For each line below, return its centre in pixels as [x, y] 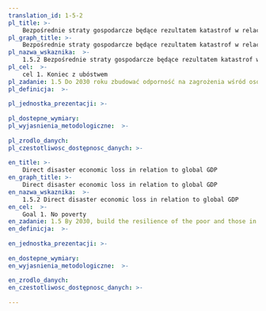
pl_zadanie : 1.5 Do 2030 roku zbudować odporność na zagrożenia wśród [127, 82]
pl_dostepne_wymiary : [44, 119]
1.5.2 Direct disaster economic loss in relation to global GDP [131, 199]
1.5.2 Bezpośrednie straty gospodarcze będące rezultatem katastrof [138, 60]
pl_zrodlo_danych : [38, 140]
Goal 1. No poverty [55, 214]
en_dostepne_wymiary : [44, 258]
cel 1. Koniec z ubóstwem [65, 74]
